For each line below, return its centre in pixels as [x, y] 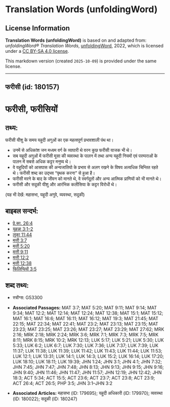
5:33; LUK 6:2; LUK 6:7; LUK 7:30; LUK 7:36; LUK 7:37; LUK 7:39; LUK [85, 346]
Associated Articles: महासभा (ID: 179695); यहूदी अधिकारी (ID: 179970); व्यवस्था [88, 393]
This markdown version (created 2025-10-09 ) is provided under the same [81, 61]
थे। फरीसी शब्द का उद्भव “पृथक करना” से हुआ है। [54, 173]
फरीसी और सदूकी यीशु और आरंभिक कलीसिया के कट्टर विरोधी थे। [65, 184]
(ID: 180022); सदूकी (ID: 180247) [45, 399]
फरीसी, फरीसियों [32, 109]
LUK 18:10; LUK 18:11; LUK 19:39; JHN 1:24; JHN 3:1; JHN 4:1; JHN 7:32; [87, 362]
